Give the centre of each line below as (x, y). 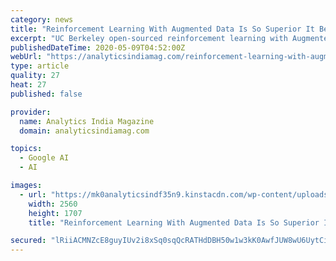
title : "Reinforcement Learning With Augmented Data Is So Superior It (162, 29)
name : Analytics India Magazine (87, 121)
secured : (28, 241)
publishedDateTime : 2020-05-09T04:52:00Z (98, 47)
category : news (42, 19)
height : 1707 (55, 213)
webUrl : (26, 57)
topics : (26, 149)
